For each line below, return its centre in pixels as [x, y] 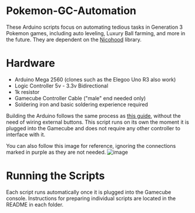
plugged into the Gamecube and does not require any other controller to [93, 128]
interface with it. [26, 134]
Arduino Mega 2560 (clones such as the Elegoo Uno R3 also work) [95, 79]
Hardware [31, 63]
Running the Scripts [56, 176]
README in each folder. [35, 204]
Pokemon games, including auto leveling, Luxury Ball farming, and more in [96, 33]
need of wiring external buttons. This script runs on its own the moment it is [97, 122]
